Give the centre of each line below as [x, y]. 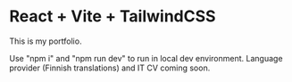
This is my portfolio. [46, 41]
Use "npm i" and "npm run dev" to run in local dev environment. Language [146, 58]
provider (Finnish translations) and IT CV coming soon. [110, 68]
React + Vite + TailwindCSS [113, 16]
